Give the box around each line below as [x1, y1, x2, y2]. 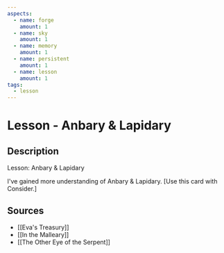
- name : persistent [13, 56, 70, 63]
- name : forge [13, 17, 54, 24]
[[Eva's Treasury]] [17, 223, 69, 231]
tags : [7, 81, 23, 88]
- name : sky [13, 29, 49, 37]
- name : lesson [13, 68, 58, 75]
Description [7, 145, 59, 157]
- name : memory [13, 42, 58, 49]
